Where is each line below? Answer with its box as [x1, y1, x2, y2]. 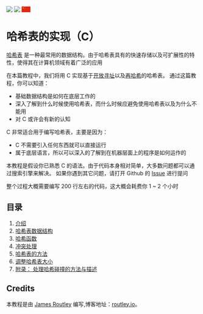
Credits [6, 283, 35, 294]
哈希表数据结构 [15, 227, 53, 235]
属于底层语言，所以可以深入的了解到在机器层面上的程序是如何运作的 [15, 148, 187, 156]
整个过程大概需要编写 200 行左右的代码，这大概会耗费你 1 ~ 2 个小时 [6, 182, 179, 189]
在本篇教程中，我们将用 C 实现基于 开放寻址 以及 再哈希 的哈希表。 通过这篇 [6, 71, 191, 79]
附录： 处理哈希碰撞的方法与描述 [15, 265, 98, 272]
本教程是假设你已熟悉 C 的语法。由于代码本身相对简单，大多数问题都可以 [6, 162, 190, 169]
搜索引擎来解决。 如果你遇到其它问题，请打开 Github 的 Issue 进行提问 [11, 169, 188, 177]
